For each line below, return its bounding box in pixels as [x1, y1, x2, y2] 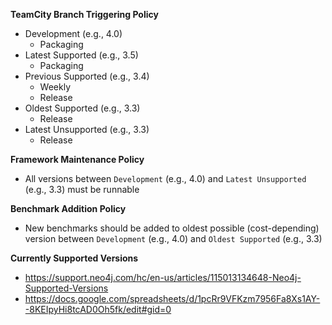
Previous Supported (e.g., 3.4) [24, 70, 150, 82]
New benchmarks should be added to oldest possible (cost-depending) [24, 222, 320, 234]
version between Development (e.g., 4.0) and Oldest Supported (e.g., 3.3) [24, 233, 323, 244]
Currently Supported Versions [10, 252, 139, 264]
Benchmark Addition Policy [10, 203, 127, 214]
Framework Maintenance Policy [10, 154, 145, 165]
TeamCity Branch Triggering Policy [10, 9, 159, 20]
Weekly [39, 81, 72, 93]
